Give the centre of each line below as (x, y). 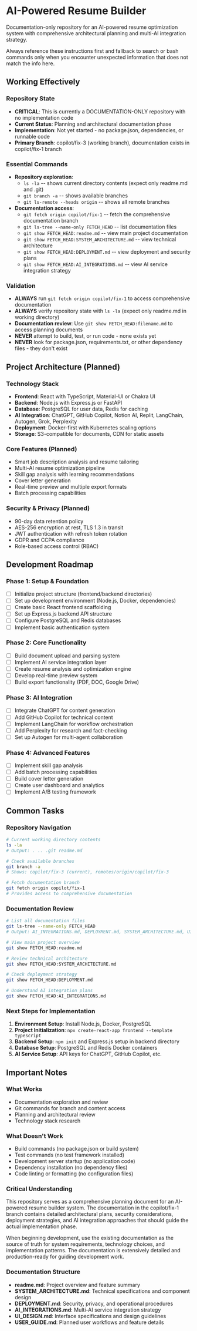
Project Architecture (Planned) (63, 367)
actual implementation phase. (42, 1226)
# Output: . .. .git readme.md (44, 851)
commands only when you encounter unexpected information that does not (97, 57)
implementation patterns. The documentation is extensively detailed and (93, 1251)
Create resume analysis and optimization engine (73, 668)
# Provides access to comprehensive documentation (69, 894)
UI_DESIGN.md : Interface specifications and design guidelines (90, 1316)
